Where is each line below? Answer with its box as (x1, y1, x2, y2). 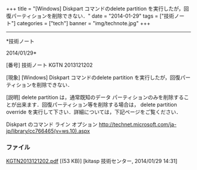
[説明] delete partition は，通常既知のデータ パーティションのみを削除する (6, 94, 184, 101)
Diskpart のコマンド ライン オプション (6, 121, 98, 128)
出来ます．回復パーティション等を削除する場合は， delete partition (16, 101, 178, 108)
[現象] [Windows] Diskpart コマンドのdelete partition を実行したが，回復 (6, 74, 181, 81)
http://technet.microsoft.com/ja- (98, 121, 177, 128)
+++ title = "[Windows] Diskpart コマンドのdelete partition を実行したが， (6, 5, 184, 12)
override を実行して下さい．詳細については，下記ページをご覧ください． (6, 108, 182, 115)
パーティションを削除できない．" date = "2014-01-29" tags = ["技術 (11, 12, 175, 19)
